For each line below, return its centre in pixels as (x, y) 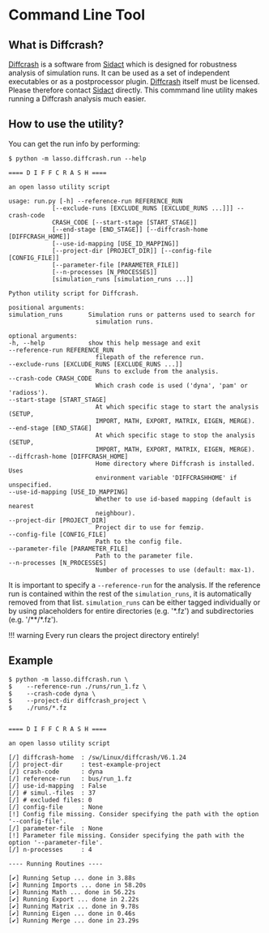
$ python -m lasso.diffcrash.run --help (78, 158)
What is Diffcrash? (56, 45)
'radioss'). (28, 392)
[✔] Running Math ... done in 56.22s (72, 892)
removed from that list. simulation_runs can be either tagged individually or (134, 602)
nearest (21, 506)
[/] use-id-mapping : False (58, 785)
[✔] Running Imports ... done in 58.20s (78, 885)
